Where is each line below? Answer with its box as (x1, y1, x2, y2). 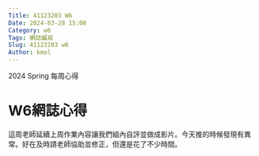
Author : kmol (8, 48, 51, 56)
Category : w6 (8, 26, 51, 34)
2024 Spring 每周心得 (8, 71, 79, 80)
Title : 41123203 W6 (8, 11, 73, 20)
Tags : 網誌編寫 (8, 33, 54, 42)
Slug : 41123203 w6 (8, 41, 69, 49)
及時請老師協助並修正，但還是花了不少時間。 (35, 139, 182, 149)
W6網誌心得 (8, 102, 88, 120)
